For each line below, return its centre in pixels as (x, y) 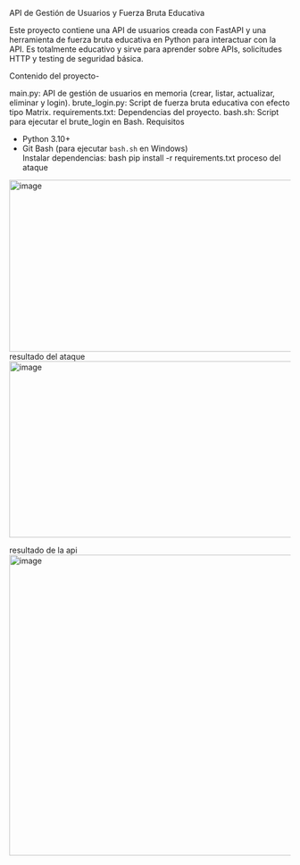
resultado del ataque (47, 357)
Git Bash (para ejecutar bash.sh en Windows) (105, 148)
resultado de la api (43, 550)
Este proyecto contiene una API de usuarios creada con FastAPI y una (137, 30)
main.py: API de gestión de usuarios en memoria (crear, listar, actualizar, (142, 93)
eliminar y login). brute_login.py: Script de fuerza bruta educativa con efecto (150, 103)
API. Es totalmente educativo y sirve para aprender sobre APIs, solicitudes (146, 49)
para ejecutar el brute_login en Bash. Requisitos (97, 121)
